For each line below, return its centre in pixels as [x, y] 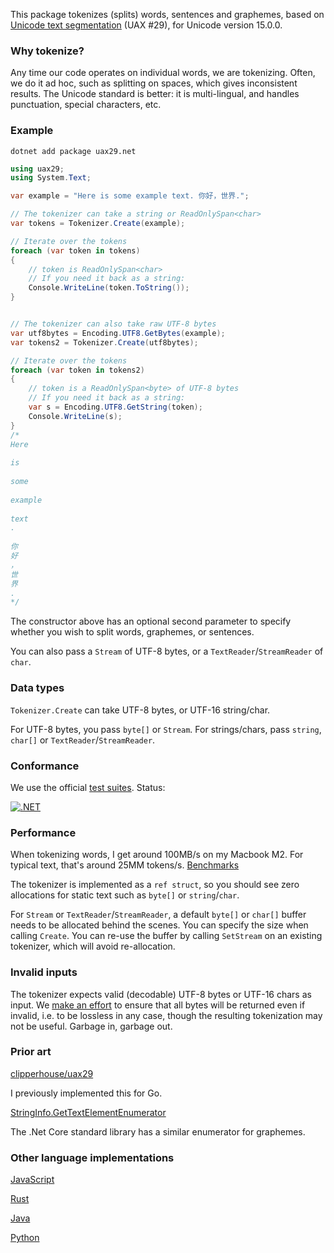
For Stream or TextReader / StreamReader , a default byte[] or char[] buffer [158, 915]
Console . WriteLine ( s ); [75, 416]
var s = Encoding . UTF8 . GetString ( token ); [115, 407]
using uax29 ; [37, 169]
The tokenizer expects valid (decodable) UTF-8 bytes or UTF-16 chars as [161, 994]
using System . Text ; [51, 178]
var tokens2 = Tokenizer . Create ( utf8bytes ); [104, 342]
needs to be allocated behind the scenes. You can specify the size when [159, 925]
